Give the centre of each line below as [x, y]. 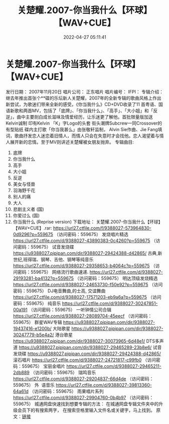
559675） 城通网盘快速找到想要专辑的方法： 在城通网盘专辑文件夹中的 [86, 404]
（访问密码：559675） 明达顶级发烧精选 [116, 278]
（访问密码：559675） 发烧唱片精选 [91, 234]
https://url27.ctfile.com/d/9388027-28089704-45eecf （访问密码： [82, 316]
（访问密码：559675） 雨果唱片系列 [67, 391]
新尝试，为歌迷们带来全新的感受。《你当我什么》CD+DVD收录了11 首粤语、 [82, 104]
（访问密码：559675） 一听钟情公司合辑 [70, 309]
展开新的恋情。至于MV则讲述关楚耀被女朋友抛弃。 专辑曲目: [72, 142]
